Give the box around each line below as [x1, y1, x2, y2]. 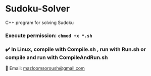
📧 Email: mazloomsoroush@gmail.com [5, 65, 85, 71]
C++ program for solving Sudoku [5, 19, 74, 25]
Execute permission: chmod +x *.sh [5, 32, 92, 39]
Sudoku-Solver [5, 3, 70, 14]
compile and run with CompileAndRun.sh [5, 53, 108, 60]
